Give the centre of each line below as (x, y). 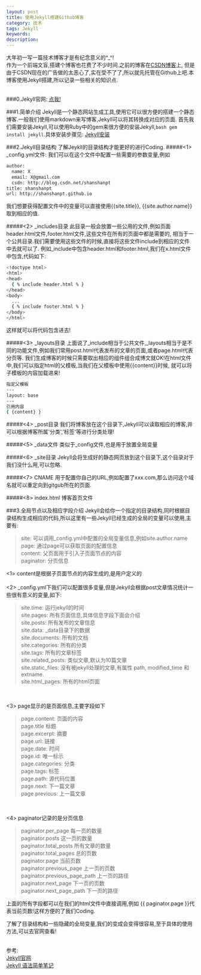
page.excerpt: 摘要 (44, 734)
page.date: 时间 (40, 749)
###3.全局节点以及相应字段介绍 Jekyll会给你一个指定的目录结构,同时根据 (96, 511)
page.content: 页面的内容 (52, 719)
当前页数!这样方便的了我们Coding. (53, 911)
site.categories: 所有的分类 (54, 645)
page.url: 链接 (38, 741)
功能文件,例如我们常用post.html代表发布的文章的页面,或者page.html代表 (105, 350)
